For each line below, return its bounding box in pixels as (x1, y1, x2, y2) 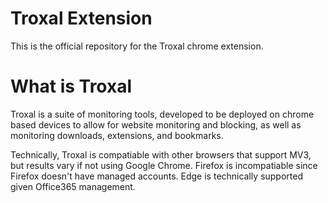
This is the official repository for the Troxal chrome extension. (10, 40, 264, 52)
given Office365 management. (10, 180, 136, 192)
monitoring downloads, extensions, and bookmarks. (10, 129, 224, 141)
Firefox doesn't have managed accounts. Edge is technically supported (10, 170, 304, 182)
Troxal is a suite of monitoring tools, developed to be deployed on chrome (10, 108, 315, 120)
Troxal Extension (10, 7, 153, 30)
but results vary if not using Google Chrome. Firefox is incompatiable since (10, 159, 318, 171)
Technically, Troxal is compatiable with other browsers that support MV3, (10, 148, 312, 161)
